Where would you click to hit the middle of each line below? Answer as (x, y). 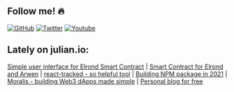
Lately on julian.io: (48, 50)
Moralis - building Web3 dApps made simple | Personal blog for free (105, 81)
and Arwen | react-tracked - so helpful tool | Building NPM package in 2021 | (117, 74)
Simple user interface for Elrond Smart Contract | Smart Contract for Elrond (115, 66)
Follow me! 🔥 (36, 11)
